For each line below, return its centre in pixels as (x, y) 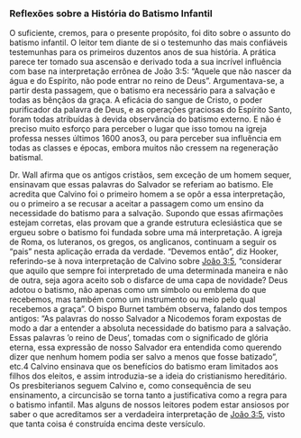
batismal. (26, 158)
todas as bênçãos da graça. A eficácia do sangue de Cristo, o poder (136, 100)
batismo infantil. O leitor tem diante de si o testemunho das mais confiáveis (149, 42)
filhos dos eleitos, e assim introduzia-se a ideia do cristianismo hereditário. (148, 376)
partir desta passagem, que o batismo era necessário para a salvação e (142, 91)
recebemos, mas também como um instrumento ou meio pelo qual (132, 299)
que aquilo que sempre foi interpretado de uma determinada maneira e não (149, 271)
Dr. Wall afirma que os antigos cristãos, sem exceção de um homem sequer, (150, 175)
